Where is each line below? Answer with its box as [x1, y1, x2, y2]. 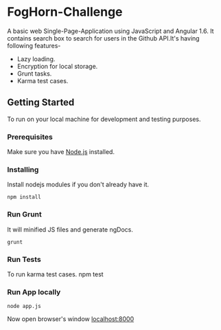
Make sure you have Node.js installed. [7, 148, 115, 156]
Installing [7, 164, 39, 174]
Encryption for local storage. [16, 62, 98, 70]
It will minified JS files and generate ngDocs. [7, 225, 134, 234]
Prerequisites [7, 132, 53, 142]
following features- [7, 41, 61, 49]
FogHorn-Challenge [7, 4, 123, 20]
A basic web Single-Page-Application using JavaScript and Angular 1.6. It [7, 27, 214, 35]
